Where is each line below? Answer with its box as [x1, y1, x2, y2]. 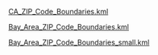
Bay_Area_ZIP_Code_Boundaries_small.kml [8, 37, 150, 47]
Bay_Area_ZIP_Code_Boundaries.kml [8, 22, 130, 31]
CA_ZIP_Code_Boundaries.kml [8, 7, 109, 16]
